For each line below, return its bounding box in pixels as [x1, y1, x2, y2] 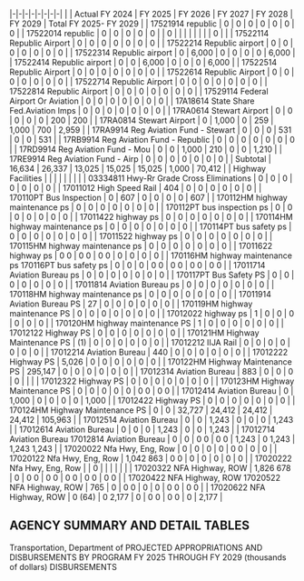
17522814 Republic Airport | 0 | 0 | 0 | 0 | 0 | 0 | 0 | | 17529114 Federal [9, 86, 270, 96]
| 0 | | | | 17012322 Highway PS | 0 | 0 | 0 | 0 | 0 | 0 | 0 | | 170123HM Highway [9, 376, 295, 386]
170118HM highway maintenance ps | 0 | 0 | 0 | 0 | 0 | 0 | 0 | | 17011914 [9, 289, 272, 299]
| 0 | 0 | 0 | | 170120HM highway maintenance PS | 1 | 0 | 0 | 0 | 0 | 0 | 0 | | [9, 318, 284, 328]
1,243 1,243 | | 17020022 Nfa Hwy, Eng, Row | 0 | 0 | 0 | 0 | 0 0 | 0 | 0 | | [9, 444, 278, 454]
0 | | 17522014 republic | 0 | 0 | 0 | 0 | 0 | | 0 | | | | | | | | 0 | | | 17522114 [9, 28, 270, 38]
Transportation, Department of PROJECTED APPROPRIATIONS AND [9, 542, 263, 553]
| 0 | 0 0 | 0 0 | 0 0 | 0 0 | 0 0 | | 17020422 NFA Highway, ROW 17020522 [9, 473, 281, 483]
